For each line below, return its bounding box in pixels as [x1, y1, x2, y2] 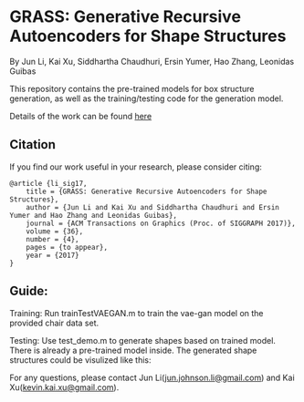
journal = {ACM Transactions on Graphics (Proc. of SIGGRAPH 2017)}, [26, 219, 297, 228]
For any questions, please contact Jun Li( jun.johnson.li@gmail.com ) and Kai [9, 372, 295, 383]
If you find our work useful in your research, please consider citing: [9, 161, 263, 172]
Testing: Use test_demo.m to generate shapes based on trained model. [9, 335, 277, 345]
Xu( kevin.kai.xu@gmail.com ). [9, 381, 120, 393]
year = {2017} [26, 251, 79, 260]
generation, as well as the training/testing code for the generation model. [9, 93, 284, 104]
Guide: [9, 283, 48, 299]
